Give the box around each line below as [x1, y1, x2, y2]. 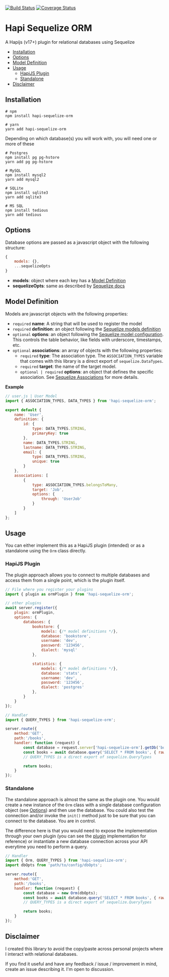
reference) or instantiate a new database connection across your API [5, 838, 148, 844]
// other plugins [5, 601, 42, 606]
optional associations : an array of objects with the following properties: [12, 347, 162, 353]
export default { [5, 407, 42, 413]
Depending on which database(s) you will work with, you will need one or [5, 135, 157, 141]
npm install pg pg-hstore [5, 155, 59, 160]
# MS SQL [5, 203, 24, 209]
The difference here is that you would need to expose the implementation [5, 827, 157, 833]
